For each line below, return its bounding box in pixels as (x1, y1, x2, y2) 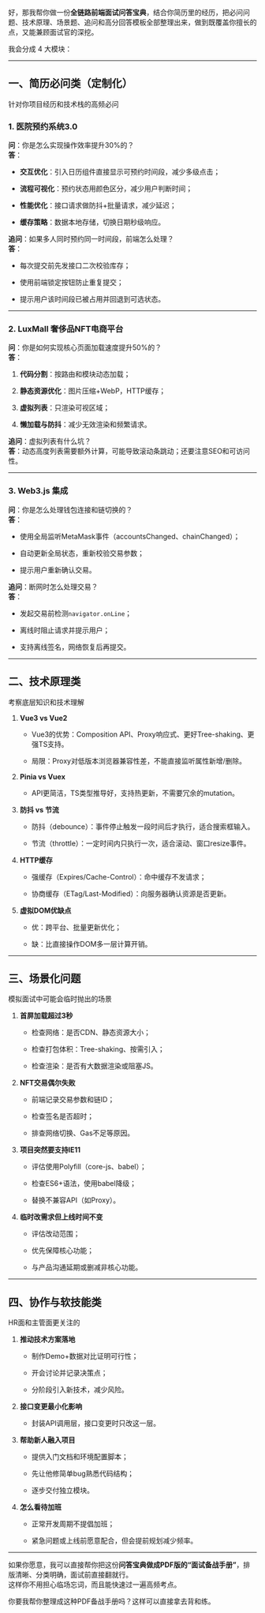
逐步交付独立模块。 (31, 1486, 95, 1495)
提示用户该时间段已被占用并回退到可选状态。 (19, 294, 166, 304)
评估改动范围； (31, 1229, 80, 1239)
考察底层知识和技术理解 (8, 697, 84, 707)
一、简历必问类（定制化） (8, 77, 132, 90)
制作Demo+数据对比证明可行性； (31, 1352, 139, 1361)
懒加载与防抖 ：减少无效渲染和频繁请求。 (19, 420, 151, 430)
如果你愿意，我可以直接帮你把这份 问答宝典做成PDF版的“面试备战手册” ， (8, 1560, 244, 1570)
